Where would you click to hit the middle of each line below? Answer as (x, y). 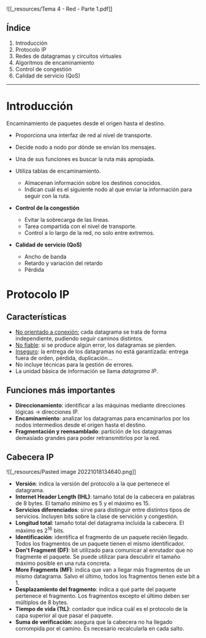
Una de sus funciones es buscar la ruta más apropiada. (85, 159)
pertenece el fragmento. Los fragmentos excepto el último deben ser (102, 596)
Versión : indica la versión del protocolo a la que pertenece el (92, 484)
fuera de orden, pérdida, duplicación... (64, 358)
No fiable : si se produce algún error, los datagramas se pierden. (96, 345)
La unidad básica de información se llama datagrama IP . (86, 371)
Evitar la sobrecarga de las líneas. (67, 219)
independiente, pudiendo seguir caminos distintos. (79, 338)
